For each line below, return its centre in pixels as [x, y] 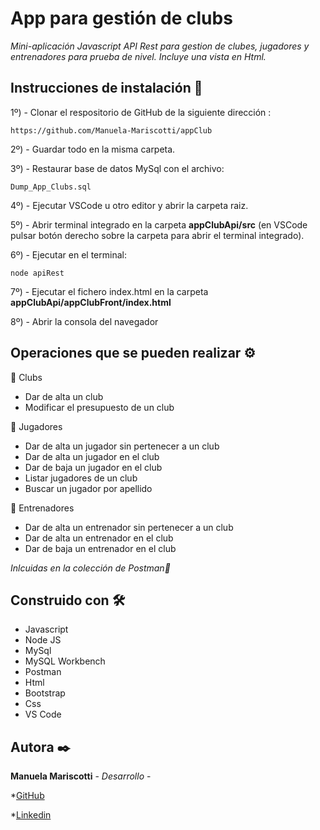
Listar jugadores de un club [81, 478]
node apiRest [37, 273]
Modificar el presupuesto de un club [99, 407]
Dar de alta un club [64, 396]
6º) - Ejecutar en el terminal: [68, 254]
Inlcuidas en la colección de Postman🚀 [90, 568]
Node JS [43, 640]
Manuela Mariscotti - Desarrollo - [81, 776]
